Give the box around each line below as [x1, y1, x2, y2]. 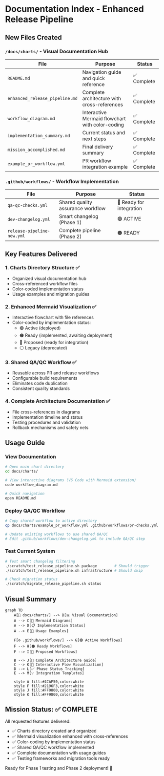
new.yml [7, 233, 25, 239]
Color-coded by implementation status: [12, 320, 91, 325]
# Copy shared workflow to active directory [5, 518, 97, 523]
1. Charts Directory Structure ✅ [5, 264, 81, 271]
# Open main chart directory [5, 464, 64, 470]
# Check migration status [5, 577, 58, 582]
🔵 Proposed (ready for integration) [19, 340, 89, 345]
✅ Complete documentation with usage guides [12, 750, 106, 755]
